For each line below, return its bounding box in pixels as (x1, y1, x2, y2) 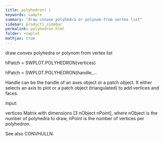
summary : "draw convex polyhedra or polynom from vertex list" (5, 17, 143, 22)
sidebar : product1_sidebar (5, 21, 63, 27)
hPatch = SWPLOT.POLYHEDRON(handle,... (5, 69, 97, 75)
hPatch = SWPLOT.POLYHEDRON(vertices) (5, 60, 96, 66)
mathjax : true (5, 36, 36, 41)
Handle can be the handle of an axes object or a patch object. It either (5, 79, 152, 86)
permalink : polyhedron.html (5, 26, 65, 32)
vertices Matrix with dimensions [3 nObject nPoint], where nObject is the (5, 110, 158, 116)
